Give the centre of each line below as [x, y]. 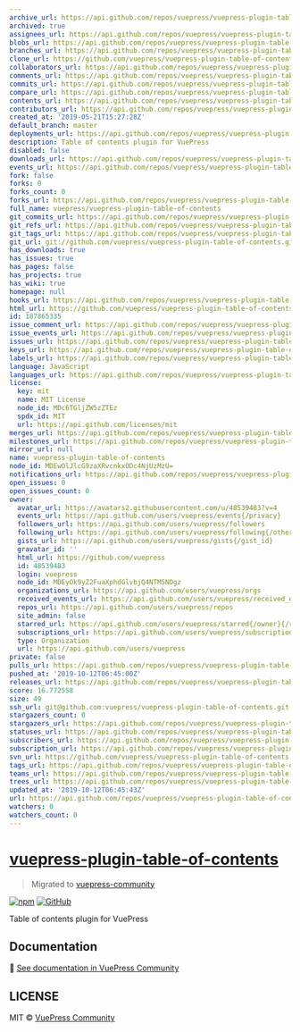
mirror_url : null [42, 449]
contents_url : [36, 101]
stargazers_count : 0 [48, 716]
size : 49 [25, 699]
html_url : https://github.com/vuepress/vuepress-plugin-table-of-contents [151, 308]
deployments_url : [42, 134]
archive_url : [33, 17]
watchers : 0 [31, 807]
